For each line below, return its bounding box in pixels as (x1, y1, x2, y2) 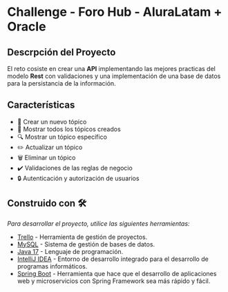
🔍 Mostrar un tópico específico (17, 133, 107, 141)
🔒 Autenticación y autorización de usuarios (17, 174, 140, 182)
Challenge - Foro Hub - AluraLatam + (7, 4, 222, 20)
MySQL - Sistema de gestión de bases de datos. (17, 240, 155, 249)
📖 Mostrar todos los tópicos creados (17, 125, 121, 133)
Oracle (7, 19, 46, 35)
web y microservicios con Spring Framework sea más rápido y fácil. (17, 277, 211, 285)
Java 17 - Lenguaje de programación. (17, 247, 124, 255)
